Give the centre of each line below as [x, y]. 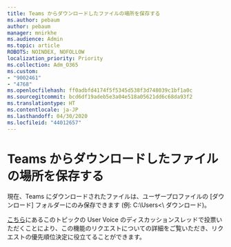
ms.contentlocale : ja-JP [43, 110]
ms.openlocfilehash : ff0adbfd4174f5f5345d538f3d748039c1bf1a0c [100, 90]
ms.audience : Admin [35, 39]
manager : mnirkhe [32, 33]
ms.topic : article [33, 46]
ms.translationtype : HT [41, 103]
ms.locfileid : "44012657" [44, 122]
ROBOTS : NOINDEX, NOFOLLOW [46, 52]
